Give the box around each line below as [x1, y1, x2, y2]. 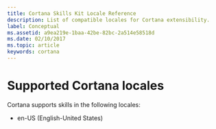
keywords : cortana [7, 49, 60, 56]
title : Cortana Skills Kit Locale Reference [7, 10, 136, 17]
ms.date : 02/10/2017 [7, 36, 67, 43]
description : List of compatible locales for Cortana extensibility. [7, 16, 211, 23]
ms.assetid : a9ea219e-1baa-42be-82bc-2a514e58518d [7, 29, 155, 36]
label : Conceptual [7, 23, 60, 30]
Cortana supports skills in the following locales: [7, 100, 141, 108]
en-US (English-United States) [16, 114, 104, 122]
